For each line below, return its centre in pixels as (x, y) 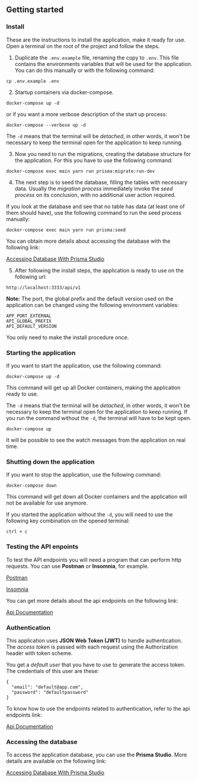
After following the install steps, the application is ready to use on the (99, 270)
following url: (31, 277)
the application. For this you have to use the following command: (94, 160)
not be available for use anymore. (47, 503)
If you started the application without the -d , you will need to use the (90, 515)
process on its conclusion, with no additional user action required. (95, 195)
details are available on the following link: (56, 761)
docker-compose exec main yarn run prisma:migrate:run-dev (81, 171)
